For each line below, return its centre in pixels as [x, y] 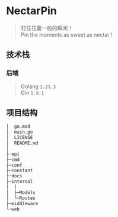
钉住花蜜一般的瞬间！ [47, 28]
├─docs [14, 176]
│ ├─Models [21, 192]
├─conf [14, 165]
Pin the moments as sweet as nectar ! [66, 34]
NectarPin [32, 11]
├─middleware [22, 203]
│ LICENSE [20, 138]
